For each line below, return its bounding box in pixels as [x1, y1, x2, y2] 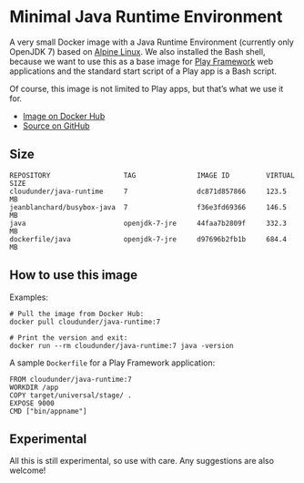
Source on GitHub [22, 120, 90, 131]
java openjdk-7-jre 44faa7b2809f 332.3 [9, 219, 287, 228]
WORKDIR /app [9, 383, 59, 392]
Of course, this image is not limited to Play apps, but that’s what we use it [9, 83, 284, 94]
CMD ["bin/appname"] [9, 406, 88, 416]
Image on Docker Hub [22, 110, 106, 121]
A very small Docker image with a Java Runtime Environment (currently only [9, 36, 294, 47]
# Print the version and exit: [9, 333, 128, 343]
